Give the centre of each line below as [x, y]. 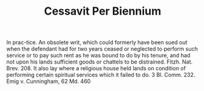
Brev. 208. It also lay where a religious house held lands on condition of [96, 68]
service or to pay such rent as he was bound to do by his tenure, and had [98, 56]
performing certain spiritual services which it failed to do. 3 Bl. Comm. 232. [101, 75]
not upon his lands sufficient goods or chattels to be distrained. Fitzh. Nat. [100, 62]
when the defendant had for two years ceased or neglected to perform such [102, 49]
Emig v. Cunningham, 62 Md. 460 [49, 81]
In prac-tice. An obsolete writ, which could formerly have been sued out [97, 42]
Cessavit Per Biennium [103, 11]
